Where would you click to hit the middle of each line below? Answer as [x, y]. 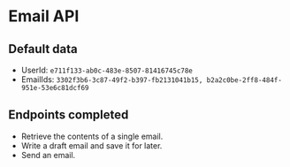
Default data [43, 49]
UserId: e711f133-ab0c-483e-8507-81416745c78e [107, 70]
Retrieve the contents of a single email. [92, 136]
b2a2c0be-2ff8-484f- [244, 80]
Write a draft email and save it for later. [92, 145]
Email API [44, 16]
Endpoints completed [69, 115]
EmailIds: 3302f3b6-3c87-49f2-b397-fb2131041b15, [112, 80]
